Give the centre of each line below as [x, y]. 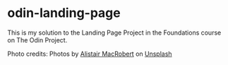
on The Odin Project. [37, 40]
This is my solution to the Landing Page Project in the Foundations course [114, 32]
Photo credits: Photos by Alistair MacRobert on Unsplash [90, 54]
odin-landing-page [64, 13]
